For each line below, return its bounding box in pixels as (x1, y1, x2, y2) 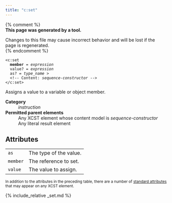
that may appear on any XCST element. (5, 184, 74, 189)
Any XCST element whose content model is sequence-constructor (18, 115, 158, 121)
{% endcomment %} (5, 47, 49, 54)
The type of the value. (29, 149, 82, 157)
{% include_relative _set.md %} (5, 192, 72, 199)
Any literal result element (18, 120, 71, 126)
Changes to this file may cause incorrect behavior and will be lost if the (5, 37, 155, 43)
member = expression (10, 62, 54, 67)
